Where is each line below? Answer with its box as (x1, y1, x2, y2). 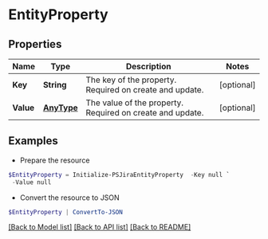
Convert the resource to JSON (19, 193, 120, 202)
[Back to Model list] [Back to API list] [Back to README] (8, 222, 191, 232)
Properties (8, 37, 62, 51)
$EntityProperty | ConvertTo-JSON (8, 208, 124, 216)
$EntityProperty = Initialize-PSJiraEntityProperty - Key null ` (8, 170, 230, 178)
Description (125, 61, 171, 72)
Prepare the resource (19, 155, 90, 165)
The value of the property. (85, 97, 184, 108)
